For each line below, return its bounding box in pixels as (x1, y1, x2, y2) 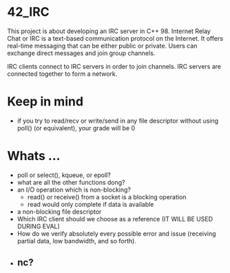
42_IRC (7, 4, 50, 20)
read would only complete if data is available (27, 200, 154, 208)
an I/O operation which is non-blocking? (17, 185, 132, 194)
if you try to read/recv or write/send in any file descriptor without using (17, 117, 219, 125)
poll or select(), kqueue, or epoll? (17, 170, 112, 179)
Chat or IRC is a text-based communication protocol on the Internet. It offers (7, 34, 224, 42)
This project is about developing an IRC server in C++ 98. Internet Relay (7, 27, 211, 35)
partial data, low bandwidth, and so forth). (17, 236, 136, 245)
